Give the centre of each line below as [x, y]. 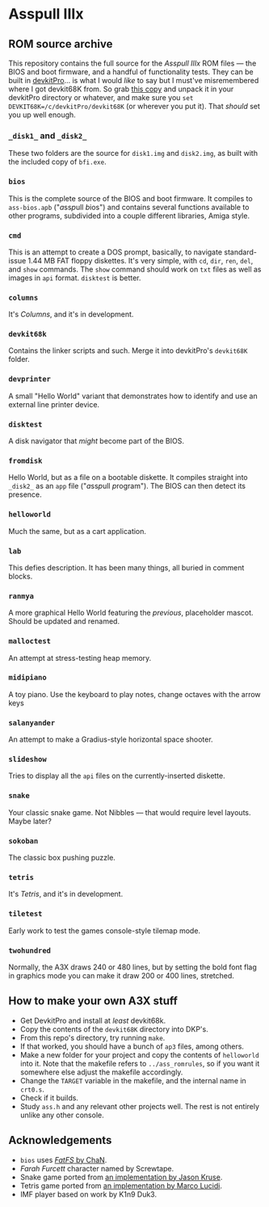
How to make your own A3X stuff [93, 1001]
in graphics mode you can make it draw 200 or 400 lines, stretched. [121, 975]
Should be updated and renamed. [64, 621]
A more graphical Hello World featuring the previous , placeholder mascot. [131, 613]
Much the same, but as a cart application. [78, 531]
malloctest [29, 641]
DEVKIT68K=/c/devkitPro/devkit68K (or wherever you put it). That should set [134, 106]
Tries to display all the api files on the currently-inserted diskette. [117, 776]
